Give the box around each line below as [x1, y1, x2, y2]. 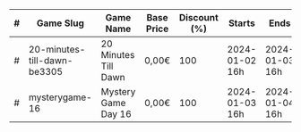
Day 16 [100, 108, 132, 120]
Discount [178, 12, 219, 23]
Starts [228, 17, 255, 29]
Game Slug [36, 17, 85, 29]
